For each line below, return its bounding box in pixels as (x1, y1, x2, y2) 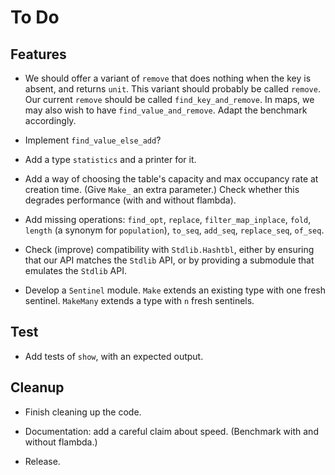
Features (10, 46, 67, 63)
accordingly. (24, 115, 77, 126)
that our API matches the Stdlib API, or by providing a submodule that (24, 254, 315, 266)
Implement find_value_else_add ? (24, 134, 162, 146)
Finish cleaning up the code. (24, 406, 142, 418)
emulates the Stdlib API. (24, 265, 127, 276)
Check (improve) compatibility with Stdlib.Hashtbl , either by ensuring (24, 244, 315, 255)
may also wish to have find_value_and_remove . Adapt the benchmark (24, 104, 308, 116)
